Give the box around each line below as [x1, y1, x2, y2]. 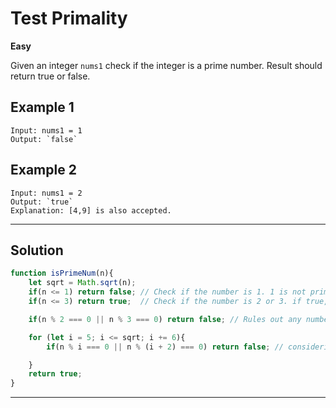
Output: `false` [10, 134, 78, 144]
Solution [10, 242, 64, 259]
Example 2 [10, 162, 77, 179]
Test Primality [10, 7, 128, 30]
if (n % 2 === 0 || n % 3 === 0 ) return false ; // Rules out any [28, 314, 302, 324]
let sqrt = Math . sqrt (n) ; [28, 278, 137, 288]
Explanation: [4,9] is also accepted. [10, 205, 172, 216]
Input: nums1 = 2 [10, 188, 83, 198]
